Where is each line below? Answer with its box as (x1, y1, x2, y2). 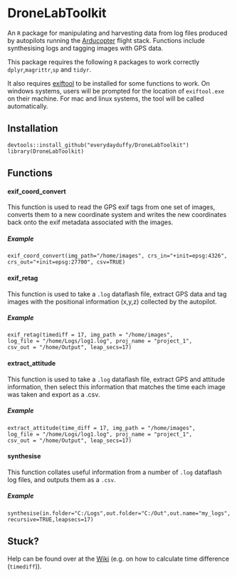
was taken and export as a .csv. (7, 390, 100, 398)
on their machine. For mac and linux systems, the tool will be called (7, 94, 204, 103)
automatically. (7, 101, 48, 110)
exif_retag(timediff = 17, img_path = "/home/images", (7, 331, 174, 338)
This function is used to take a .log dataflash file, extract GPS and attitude (7, 375, 226, 383)
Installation (7, 123, 58, 135)
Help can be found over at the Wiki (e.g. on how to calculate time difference (7, 554, 230, 563)
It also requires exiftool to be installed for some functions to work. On (7, 79, 210, 87)
